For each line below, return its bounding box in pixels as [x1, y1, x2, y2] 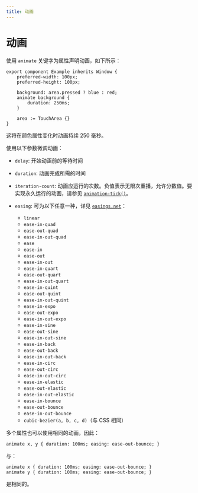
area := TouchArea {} [17, 115, 70, 122]
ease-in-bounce [23, 398, 61, 404]
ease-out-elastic [23, 385, 67, 392]
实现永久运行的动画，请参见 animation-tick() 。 [14, 189, 132, 196]
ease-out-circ [23, 366, 59, 373]
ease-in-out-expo [23, 316, 67, 322]
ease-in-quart [23, 265, 59, 272]
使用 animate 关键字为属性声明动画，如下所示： [6, 57, 121, 64]
